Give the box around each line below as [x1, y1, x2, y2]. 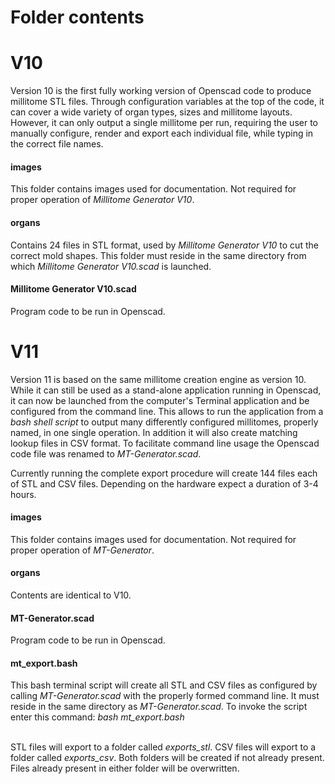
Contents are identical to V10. [10, 589, 132, 601]
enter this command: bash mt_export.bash [10, 711, 185, 723]
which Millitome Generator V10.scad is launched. [10, 260, 212, 272]
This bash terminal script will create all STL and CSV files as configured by [10, 679, 318, 691]
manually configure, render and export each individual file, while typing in [10, 127, 314, 140]
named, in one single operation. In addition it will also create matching [10, 426, 298, 438]
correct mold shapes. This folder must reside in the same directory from [10, 249, 307, 261]
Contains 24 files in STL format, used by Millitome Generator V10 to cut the [10, 239, 319, 251]
